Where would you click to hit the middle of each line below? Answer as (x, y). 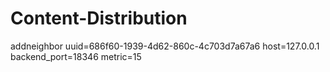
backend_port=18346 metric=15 (76, 56)
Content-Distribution (99, 18)
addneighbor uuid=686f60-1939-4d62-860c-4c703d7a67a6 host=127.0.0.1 (165, 46)
